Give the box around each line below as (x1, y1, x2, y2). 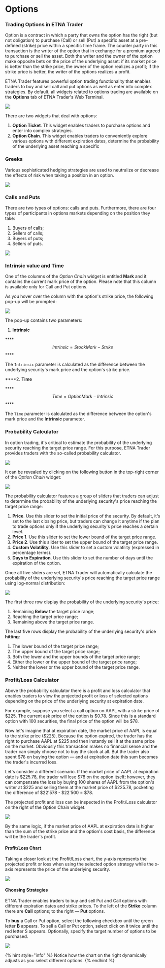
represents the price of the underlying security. (14, 866, 110, 872)
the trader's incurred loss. (5, 759, 58, 765)
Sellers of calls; (12, 230, 44, 236)
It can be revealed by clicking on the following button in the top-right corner (5, 469, 159, 475)
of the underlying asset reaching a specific (12, 143, 99, 149)
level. (12, 528, 24, 534)
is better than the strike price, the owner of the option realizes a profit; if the (5, 64, 159, 69)
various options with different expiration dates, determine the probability (12, 138, 159, 144)
